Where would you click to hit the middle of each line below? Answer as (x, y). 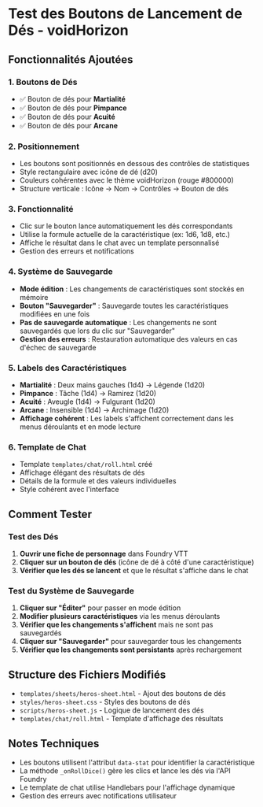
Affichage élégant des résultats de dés (82, 472)
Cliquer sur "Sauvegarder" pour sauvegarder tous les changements (130, 642)
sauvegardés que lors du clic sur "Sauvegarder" (97, 331)
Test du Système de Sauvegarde (71, 590)
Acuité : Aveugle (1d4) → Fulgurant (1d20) (87, 402)
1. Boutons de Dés (43, 82)
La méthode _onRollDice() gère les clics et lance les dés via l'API (125, 770)
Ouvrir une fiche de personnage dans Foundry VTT (104, 554)
